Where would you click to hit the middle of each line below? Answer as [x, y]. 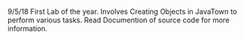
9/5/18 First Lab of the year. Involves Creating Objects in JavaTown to [122, 12]
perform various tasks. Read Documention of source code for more [119, 20]
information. [28, 28]
